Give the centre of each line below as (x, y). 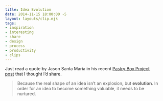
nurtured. (26, 94)
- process (15, 46)
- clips (13, 55)
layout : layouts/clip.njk (31, 19)
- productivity (21, 50)
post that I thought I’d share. (34, 74)
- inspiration (20, 28)
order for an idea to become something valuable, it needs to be (81, 89)
